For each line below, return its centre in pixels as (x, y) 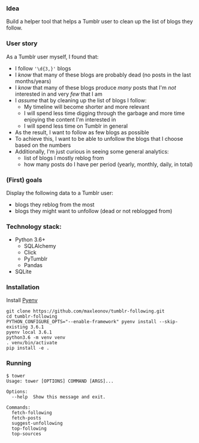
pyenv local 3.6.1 (29, 332)
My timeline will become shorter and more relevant (87, 107)
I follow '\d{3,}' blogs (43, 68)
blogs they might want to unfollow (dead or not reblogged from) (94, 211)
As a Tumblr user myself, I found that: (52, 57)
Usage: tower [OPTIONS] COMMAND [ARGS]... (60, 381)
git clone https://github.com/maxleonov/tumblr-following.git (85, 311)
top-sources (27, 434)
